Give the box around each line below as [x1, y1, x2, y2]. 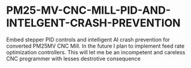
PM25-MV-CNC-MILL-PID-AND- [6, 4, 171, 17]
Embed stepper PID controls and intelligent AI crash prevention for [6, 36, 170, 43]
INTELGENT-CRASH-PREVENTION [6, 16, 181, 30]
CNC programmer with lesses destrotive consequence [6, 55, 141, 62]
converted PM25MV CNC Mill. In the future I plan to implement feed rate [6, 42, 185, 50]
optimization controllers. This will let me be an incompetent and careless [6, 48, 186, 55]
